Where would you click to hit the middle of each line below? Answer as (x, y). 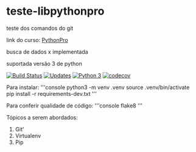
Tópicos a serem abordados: (42, 117)
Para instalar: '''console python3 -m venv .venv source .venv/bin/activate (98, 87)
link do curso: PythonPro (37, 40)
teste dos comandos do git (40, 28)
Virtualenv (28, 136)
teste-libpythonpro (55, 11)
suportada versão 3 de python (44, 63)
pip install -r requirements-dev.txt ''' (52, 93)
